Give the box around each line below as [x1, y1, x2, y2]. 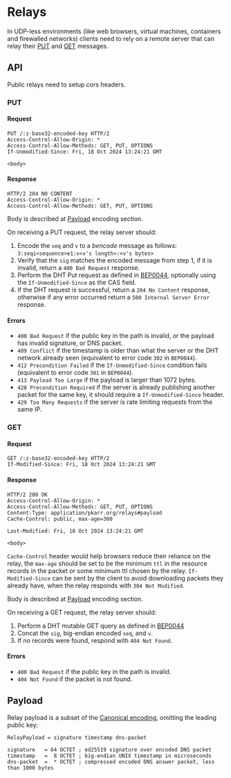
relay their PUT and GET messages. [7, 42, 109, 50]
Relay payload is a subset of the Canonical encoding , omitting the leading [7, 713, 216, 721]
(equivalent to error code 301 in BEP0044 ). [17, 369, 133, 377]
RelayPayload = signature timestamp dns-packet [7, 734, 147, 741]
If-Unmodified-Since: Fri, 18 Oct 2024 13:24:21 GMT [7, 148, 163, 155]
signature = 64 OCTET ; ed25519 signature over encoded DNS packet [7, 746, 212, 753]
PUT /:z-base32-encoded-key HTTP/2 [7, 130, 110, 137]
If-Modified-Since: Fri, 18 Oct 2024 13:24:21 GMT [7, 461, 156, 468]
